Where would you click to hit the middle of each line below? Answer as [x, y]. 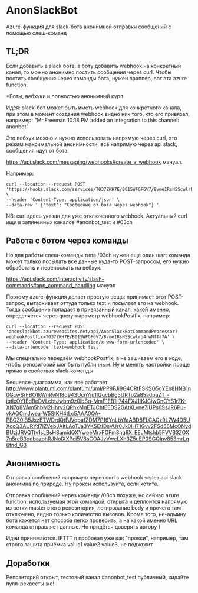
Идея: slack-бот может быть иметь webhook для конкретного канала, [94, 108]
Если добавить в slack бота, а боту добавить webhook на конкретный [94, 66]
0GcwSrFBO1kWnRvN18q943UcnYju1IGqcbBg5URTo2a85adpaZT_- [88, 394]
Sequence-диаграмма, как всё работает [57, 382]
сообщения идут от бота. [38, 150]
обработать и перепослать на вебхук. [54, 267]
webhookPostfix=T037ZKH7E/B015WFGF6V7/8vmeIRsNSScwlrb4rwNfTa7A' [88, 337]
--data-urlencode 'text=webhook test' [54, 347]
